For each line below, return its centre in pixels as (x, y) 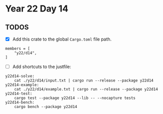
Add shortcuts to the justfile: (42, 67)
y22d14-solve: (20, 76)
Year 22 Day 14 (37, 9)
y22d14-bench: (20, 102)
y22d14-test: (19, 94)
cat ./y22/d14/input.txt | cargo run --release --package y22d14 (84, 80)
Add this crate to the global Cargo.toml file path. (62, 39)
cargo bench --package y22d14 (46, 107)
